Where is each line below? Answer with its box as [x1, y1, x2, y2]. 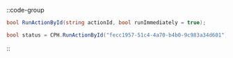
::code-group [6, 6, 45, 14]
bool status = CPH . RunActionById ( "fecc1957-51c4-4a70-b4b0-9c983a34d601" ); [6, 31, 231, 39]
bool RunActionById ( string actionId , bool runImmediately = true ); [6, 19, 207, 26]
